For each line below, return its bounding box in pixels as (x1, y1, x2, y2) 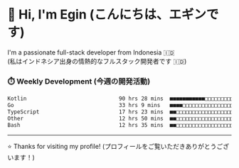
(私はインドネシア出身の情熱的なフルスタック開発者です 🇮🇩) (7, 57, 187, 65)
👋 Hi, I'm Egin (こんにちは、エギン (7, 6, 207, 23)
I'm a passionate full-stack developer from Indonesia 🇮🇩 (7, 47, 175, 57)
